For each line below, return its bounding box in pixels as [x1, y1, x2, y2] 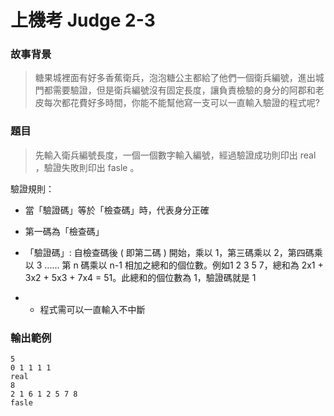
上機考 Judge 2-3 [10, 9, 156, 32]
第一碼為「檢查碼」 [24, 225, 105, 237]
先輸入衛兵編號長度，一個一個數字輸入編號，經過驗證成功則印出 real [34, 149, 317, 161]
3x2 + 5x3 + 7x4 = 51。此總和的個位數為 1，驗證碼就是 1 [24, 271, 257, 283]
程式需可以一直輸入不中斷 [39, 303, 146, 315]
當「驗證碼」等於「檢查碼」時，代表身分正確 [24, 204, 210, 216]
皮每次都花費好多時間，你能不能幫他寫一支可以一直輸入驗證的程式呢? [34, 97, 320, 109]
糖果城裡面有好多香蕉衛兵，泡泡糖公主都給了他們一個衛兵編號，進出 [34, 72, 316, 84]
